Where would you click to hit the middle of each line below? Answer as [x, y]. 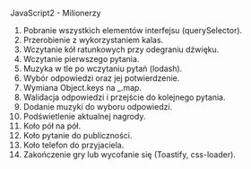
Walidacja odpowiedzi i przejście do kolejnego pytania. [124, 97]
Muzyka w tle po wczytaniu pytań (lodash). [103, 68]
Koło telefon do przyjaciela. [74, 145]
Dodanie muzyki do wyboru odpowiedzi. [98, 107]
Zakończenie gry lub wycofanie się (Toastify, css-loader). [130, 155]
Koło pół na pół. [52, 126]
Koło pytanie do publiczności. [78, 135]
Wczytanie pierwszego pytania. [81, 59]
